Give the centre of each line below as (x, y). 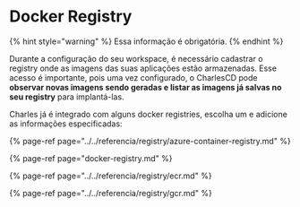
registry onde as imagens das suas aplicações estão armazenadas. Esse (143, 68)
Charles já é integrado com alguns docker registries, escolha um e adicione (149, 114)
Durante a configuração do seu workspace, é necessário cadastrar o (136, 58)
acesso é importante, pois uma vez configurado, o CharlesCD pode (133, 77)
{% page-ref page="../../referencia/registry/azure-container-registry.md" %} (150, 141)
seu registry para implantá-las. (67, 97)
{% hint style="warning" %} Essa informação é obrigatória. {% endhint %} (146, 41)
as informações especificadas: (66, 124)
